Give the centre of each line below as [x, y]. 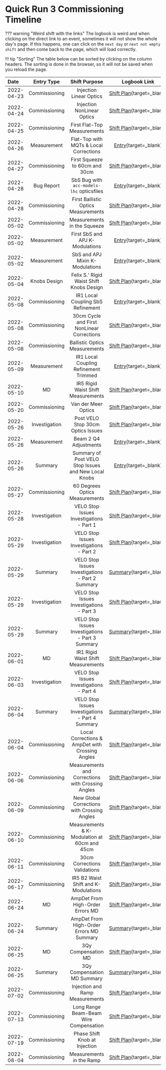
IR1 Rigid [87, 652]
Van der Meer [87, 404]
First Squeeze [87, 159]
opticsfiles [91, 191]
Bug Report [47, 186]
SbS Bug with [87, 180]
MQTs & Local [87, 145]
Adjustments [87, 445]
